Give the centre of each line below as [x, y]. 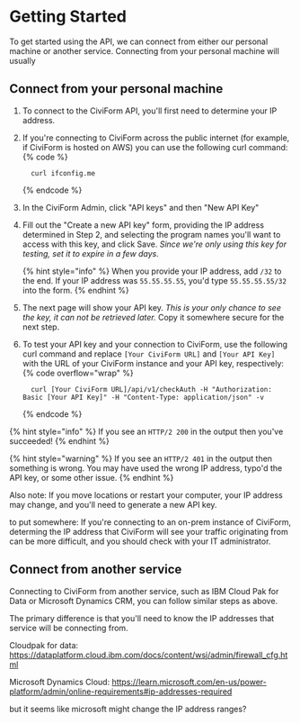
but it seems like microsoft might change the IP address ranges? [128, 709]
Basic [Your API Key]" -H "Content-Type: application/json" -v [143, 397]
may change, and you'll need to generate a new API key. [113, 504]
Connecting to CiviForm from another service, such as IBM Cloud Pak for [144, 591]
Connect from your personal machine [116, 89]
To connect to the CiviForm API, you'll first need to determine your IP [150, 111]
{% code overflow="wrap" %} [78, 373]
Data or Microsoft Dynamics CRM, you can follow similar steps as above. [144, 601]
